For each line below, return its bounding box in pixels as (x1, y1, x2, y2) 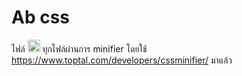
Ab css (11, 6, 71, 29)
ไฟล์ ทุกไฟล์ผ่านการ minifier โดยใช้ (11, 42, 148, 55)
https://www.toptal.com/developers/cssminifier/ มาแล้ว (11, 54, 233, 66)
